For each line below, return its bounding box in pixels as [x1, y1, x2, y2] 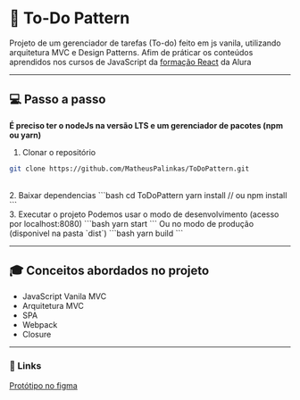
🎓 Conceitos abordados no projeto [9, 263, 210, 279]
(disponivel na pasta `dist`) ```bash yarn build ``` [9, 228, 184, 238]
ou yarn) [9, 129, 42, 140]
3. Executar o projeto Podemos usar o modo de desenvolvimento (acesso [9, 209, 279, 220]
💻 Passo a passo [9, 92, 106, 107]
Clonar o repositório [21, 146, 96, 157]
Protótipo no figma [9, 379, 78, 391]
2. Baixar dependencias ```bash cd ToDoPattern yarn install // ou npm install [9, 189, 287, 200]
